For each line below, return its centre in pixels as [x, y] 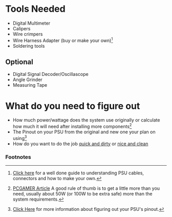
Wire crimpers [28, 34]
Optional [19, 62]
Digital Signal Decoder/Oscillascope [50, 74]
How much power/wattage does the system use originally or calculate [86, 120]
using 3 [20, 138]
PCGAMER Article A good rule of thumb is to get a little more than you [86, 188]
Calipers [21, 28]
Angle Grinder [27, 80]
